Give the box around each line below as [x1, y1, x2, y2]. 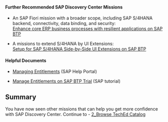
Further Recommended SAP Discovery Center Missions [5, 4, 123, 10]
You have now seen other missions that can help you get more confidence [5, 106, 158, 112]
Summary [5, 92, 36, 101]
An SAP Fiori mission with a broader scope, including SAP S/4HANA [12, 15, 153, 21]
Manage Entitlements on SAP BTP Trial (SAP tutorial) [12, 78, 121, 84]
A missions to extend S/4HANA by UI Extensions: [12, 40, 114, 47]
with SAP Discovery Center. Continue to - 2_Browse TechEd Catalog [5, 111, 146, 117]
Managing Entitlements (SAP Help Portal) [12, 68, 97, 74]
